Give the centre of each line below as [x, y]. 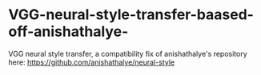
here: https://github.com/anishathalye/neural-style [92, 62]
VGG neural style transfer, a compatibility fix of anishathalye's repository [128, 53]
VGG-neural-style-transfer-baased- [131, 15]
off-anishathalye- [68, 32]
